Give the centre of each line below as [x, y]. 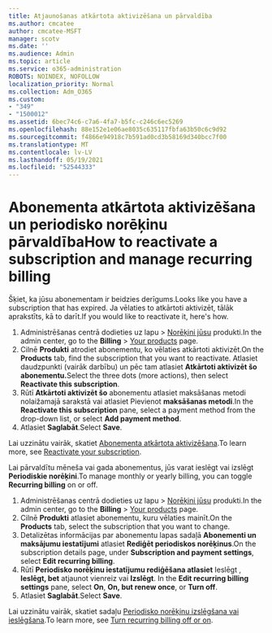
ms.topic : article [39, 62]
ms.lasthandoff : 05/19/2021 [56, 159]
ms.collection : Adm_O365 [50, 92]
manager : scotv [34, 39]
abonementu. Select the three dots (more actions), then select [124, 376]
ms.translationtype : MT [49, 144]
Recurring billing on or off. [53, 485]
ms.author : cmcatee [41, 24]
